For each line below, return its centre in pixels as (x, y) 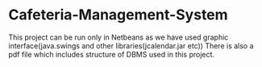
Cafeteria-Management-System (118, 15)
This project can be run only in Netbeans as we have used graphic (119, 37)
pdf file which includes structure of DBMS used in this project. (112, 54)
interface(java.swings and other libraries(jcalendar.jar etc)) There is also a (131, 45)
